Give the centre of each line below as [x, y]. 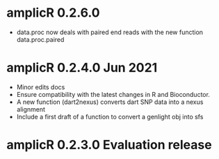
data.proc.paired [40, 39]
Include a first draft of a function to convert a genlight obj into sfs [110, 116]
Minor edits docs [41, 87]
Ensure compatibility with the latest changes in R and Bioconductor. [113, 94]
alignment [31, 109]
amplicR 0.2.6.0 [53, 13]
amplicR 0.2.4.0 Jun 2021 [82, 68]
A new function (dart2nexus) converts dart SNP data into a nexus [110, 102]
